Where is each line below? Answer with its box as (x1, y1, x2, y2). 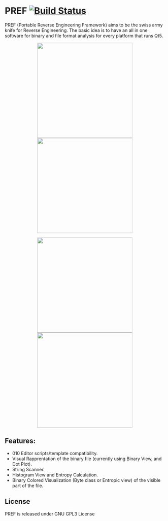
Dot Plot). (12, 461, 32, 467)
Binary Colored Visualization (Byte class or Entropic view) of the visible (12, 477, 161, 483)
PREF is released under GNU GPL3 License (5, 510, 95, 517)
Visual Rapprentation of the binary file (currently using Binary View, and (12, 456, 162, 462)
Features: (5, 437, 36, 445)
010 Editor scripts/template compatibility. (12, 450, 98, 456)
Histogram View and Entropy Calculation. (12, 472, 98, 478)
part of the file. (12, 482, 44, 489)
